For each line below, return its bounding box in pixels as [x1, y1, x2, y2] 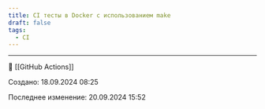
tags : [8, 26, 26, 34]
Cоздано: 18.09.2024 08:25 [8, 78, 99, 87]
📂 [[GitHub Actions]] [8, 62, 74, 71]
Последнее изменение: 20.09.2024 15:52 [8, 93, 146, 102]
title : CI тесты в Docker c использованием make [8, 11, 171, 20]
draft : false [8, 19, 51, 27]
